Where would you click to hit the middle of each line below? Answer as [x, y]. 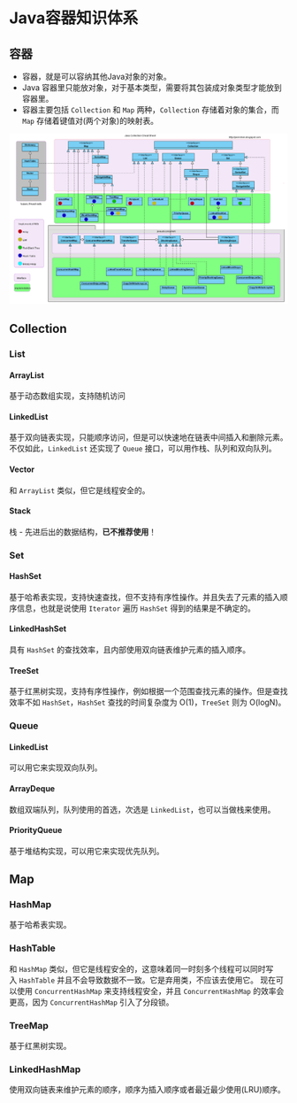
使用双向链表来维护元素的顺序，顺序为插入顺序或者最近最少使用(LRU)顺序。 [147, 1090]
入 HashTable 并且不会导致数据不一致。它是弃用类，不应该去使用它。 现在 [143, 980]
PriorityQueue [36, 830]
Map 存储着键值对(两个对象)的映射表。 [90, 121]
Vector [22, 469]
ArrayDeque [32, 788]
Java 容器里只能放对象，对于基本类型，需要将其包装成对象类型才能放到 [152, 88]
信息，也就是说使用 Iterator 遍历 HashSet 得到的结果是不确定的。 [136, 608]
